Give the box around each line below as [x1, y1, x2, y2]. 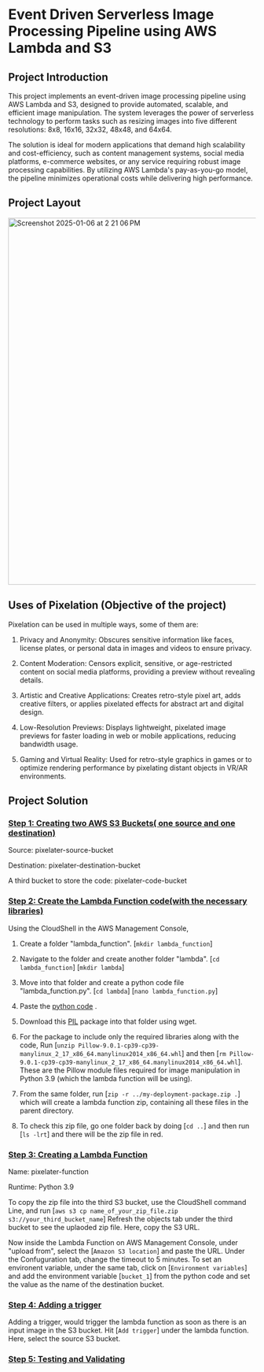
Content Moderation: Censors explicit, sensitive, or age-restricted [19, 658, 233, 667]
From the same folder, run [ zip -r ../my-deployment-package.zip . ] [19, 1089, 241, 1099]
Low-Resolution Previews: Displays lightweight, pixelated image [19, 723, 226, 732]
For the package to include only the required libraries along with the [19, 1032, 240, 1041]
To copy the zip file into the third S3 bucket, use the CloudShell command [8, 1197, 247, 1207]
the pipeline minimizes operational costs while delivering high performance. [8, 173, 253, 183]
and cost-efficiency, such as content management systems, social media [8, 148, 245, 158]
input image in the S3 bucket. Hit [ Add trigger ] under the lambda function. [8, 1326, 249, 1335]
